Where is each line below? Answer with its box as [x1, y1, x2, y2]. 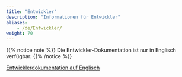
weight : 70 [6, 31, 33, 36]
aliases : [6, 19, 28, 25]
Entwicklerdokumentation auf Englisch [6, 64, 100, 71]
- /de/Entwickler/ [17, 25, 62, 31]
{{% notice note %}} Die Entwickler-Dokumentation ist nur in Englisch [6, 46, 177, 53]
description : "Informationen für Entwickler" [6, 14, 120, 20]
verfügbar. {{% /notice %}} [6, 53, 72, 60]
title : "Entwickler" [6, 8, 58, 15]
